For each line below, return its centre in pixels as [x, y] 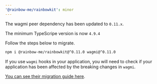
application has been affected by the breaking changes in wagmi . [70, 67]
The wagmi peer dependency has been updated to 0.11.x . [65, 24]
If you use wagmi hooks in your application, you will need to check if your [78, 61]
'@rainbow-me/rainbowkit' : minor [39, 10]
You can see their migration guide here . [45, 76]
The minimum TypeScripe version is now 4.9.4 [53, 33]
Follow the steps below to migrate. [40, 43]
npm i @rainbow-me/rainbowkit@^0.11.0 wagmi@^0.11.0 [60, 52]
